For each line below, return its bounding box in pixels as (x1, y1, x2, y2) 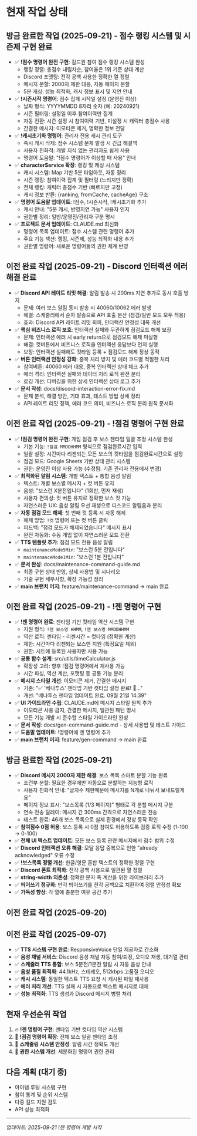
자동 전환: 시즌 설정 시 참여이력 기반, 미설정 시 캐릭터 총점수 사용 (23, 117, 170, 124)
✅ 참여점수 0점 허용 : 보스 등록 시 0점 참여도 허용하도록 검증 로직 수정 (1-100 (14, 823, 189, 831)
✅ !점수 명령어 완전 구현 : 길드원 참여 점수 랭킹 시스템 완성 (14, 58, 145, 65)
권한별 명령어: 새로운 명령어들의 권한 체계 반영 (23, 243, 128, 249)
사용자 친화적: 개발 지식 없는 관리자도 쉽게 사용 (23, 147, 130, 154)
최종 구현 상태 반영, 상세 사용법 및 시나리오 (23, 568, 121, 575)
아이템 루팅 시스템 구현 (14, 1084, 67, 1091)
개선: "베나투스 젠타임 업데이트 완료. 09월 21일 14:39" (23, 692, 147, 699)
